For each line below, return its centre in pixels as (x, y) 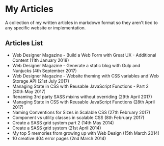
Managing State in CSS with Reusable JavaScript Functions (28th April (83, 102)
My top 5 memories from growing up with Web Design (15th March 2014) (86, 133)
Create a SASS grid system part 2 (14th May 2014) (63, 122)
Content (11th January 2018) (41, 60)
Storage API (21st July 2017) (41, 81)
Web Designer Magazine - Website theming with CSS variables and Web (85, 76)
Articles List (24, 43)
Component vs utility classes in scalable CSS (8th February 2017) (78, 117)
